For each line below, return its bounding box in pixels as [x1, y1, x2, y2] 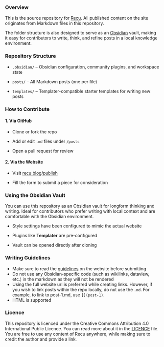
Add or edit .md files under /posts [12, 138, 80, 144]
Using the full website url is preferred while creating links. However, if [12, 281, 153, 287]
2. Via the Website [5, 159, 43, 165]
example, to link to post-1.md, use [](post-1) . [12, 292, 105, 298]
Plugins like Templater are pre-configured [12, 233, 97, 239]
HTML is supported [12, 297, 51, 303]
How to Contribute [5, 105, 50, 112]
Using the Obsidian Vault [5, 191, 66, 198]
